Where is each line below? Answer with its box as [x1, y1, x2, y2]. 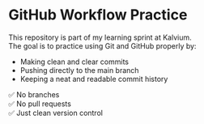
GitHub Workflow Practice [8, 6, 188, 24]
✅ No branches [8, 89, 60, 99]
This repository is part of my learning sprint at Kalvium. [8, 32, 192, 42]
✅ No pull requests [8, 99, 71, 109]
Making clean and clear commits [19, 57, 130, 66]
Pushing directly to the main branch [19, 65, 139, 75]
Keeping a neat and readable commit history [19, 74, 168, 83]
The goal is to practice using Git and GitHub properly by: [8, 41, 197, 50]
